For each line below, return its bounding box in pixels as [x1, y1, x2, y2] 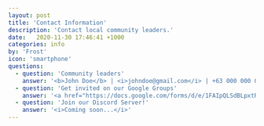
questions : [8, 63, 44, 70]
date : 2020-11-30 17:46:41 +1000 [8, 33, 125, 41]
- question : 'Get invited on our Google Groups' [15, 84, 178, 92]
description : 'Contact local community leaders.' [8, 26, 174, 34]
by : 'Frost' [8, 48, 47, 56]
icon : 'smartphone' [8, 56, 72, 63]
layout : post [8, 11, 51, 20]
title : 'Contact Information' [8, 19, 108, 27]
